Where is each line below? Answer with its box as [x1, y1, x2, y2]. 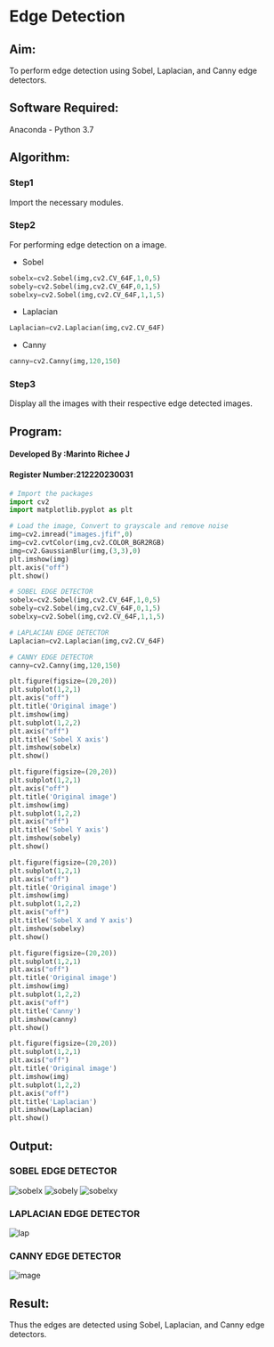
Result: [9, 1295, 50, 1310]
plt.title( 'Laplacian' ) [9, 1097, 98, 1106]
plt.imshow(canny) [9, 1015, 77, 1024]
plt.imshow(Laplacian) [9, 1106, 93, 1115]
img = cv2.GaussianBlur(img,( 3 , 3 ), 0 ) [9, 546, 141, 556]
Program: [9, 424, 62, 439]
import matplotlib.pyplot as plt [9, 506, 133, 515]
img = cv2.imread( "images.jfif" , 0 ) [9, 530, 133, 540]
